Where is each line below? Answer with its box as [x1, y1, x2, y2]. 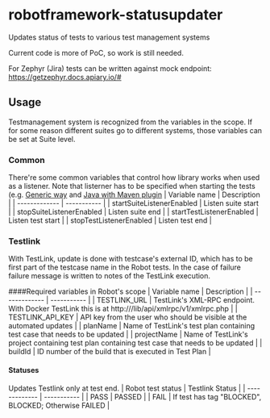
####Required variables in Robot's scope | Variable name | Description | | [8, 286, 253, 296]
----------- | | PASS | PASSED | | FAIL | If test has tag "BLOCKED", [44, 391, 262, 401]
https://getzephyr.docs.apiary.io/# [8, 72, 123, 82]
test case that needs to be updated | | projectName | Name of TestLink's [8, 329, 248, 340]
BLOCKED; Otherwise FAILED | [8, 400, 110, 410]
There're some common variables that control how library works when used [8, 173, 260, 182]
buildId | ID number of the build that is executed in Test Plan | [8, 347, 211, 357]
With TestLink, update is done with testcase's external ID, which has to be [8, 254, 253, 264]
